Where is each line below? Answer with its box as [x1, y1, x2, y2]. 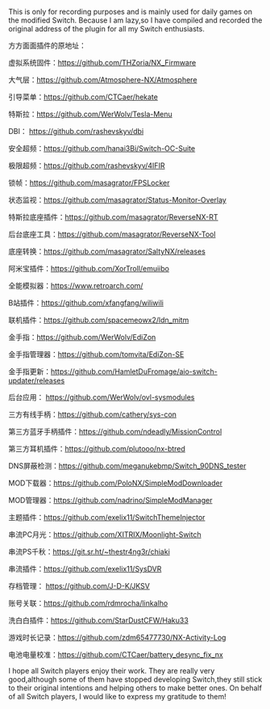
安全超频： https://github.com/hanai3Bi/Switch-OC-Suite [8, 144, 196, 153]
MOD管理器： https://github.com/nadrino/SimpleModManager [8, 496, 213, 505]
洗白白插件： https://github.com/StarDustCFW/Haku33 [8, 615, 189, 625]
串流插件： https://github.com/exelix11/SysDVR [8, 564, 162, 573]
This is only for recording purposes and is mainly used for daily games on [8, 7, 252, 16]
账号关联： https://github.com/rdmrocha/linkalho [8, 598, 168, 608]
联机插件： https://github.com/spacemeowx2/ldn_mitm [8, 315, 189, 325]
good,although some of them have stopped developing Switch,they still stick [8, 674, 263, 684]
